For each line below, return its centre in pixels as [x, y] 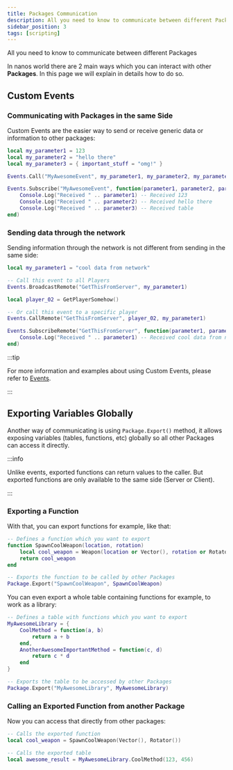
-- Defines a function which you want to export [79, 539]
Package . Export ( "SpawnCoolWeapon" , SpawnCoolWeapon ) [85, 584]
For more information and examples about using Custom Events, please [109, 370]
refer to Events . [29, 378]
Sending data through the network [67, 233]
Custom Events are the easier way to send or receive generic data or [105, 130]
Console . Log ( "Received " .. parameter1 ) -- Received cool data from [121, 338]
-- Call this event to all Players [59, 280]
